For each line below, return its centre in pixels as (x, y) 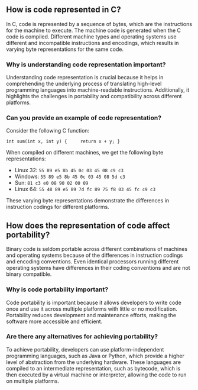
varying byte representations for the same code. (65, 49)
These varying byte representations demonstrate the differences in (88, 201)
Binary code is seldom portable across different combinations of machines (97, 249)
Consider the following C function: (48, 131)
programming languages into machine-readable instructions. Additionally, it (98, 90)
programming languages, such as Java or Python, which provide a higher (95, 356)
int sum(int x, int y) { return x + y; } (63, 141)
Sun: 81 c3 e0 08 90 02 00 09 (51, 183)
